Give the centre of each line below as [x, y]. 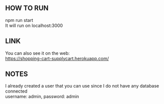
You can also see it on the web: [38, 53]
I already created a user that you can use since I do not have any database [82, 86]
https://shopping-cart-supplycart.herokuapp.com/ [57, 58]
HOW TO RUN [27, 8]
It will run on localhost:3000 [34, 25]
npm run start [19, 20]
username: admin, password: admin [42, 97]
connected [16, 91]
